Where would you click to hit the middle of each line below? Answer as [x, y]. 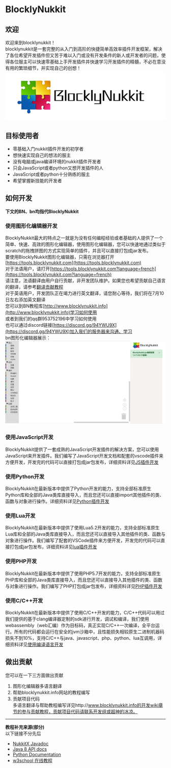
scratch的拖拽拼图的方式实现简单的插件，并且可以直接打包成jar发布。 [78, 251]
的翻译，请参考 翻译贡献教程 [34, 287]
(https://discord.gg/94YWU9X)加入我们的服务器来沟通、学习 [69, 331]
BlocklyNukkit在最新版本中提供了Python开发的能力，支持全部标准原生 [78, 489]
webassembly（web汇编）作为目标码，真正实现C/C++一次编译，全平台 [80, 625]
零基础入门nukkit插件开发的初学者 [48, 149]
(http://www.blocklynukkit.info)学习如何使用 [51, 312]
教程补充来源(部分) [25, 727]
